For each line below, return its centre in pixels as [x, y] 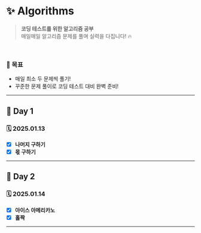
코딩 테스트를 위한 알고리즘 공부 [57, 29]
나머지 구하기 [30, 144]
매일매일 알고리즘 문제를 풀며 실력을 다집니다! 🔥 [76, 36]
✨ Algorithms [40, 11]
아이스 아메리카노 [35, 210]
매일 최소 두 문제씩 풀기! [43, 79]
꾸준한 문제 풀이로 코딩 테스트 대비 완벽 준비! [67, 86]
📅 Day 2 [21, 177]
